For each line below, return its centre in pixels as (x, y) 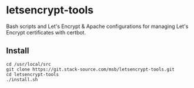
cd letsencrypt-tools (33, 74)
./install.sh (22, 79)
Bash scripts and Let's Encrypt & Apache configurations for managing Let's (97, 26)
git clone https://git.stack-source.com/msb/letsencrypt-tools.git (91, 69)
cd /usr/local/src (29, 64)
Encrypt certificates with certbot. (46, 32)
